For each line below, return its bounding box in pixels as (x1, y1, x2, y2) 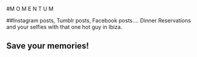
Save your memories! (6, 41, 90, 51)
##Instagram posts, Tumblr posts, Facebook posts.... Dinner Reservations (6, 17, 191, 24)
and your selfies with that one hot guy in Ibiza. (6, 24, 123, 30)
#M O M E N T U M (6, 5, 54, 12)
